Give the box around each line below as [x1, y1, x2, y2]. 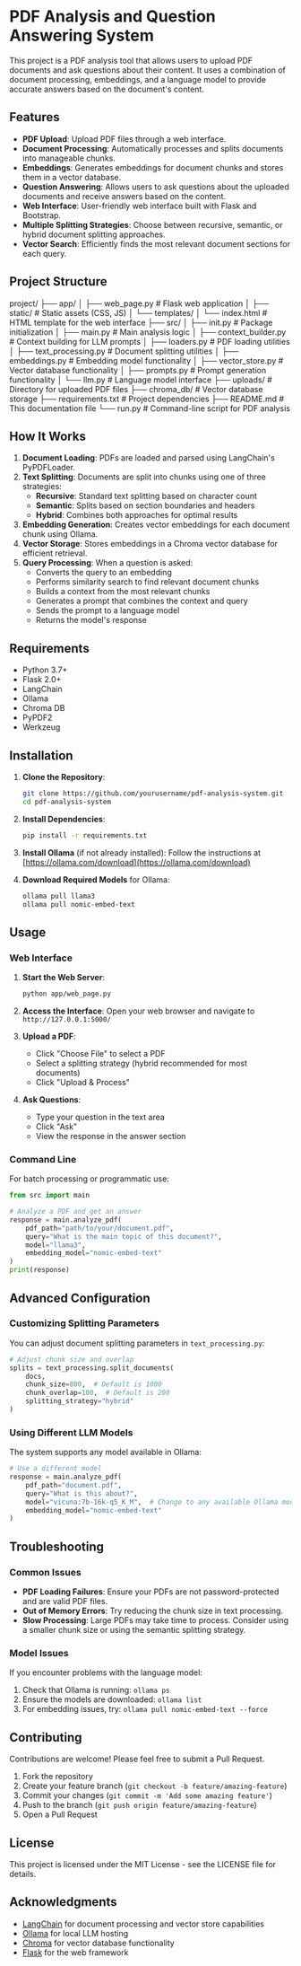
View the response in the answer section [35, 1130, 186, 1141]
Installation [9, 748, 73, 763]
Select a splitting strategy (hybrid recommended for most [35, 1058, 248, 1068]
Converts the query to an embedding [35, 567, 172, 578]
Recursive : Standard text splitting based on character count [35, 491, 258, 502]
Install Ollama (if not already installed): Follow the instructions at [21, 847, 262, 858]
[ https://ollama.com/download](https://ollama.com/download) [21, 856, 251, 867]
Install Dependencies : [21, 813, 106, 824]
